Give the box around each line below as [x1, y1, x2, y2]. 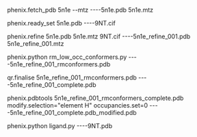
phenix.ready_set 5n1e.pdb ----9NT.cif [7, 19, 116, 27]
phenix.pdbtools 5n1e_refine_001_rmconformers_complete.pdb [7, 94, 184, 102]
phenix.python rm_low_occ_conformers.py [7, 53, 127, 61]
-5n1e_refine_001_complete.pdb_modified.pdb [7, 109, 137, 116]
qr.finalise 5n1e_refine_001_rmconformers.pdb [7, 73, 137, 82]
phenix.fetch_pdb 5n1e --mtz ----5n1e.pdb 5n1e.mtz [7, 6, 154, 14]
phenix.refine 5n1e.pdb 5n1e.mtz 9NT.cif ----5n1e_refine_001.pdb [7, 32, 191, 40]
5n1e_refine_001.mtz [7, 40, 64, 47]
